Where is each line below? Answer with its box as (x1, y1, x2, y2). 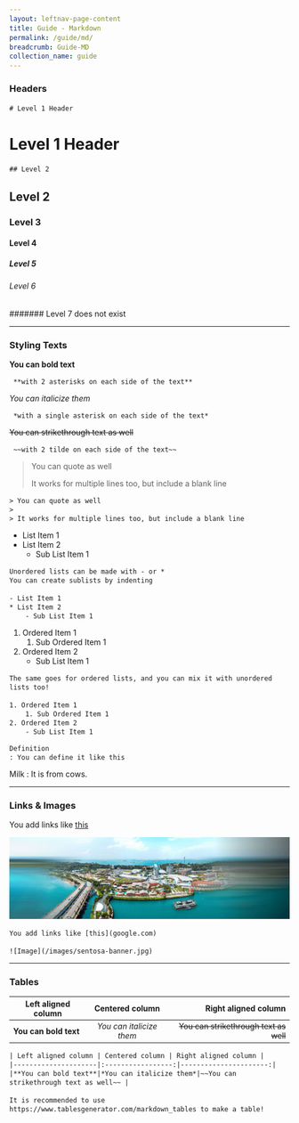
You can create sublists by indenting (9, 576, 153, 585)
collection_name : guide (9, 52, 98, 61)
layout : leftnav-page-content (9, 14, 122, 23)
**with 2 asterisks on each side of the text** (12, 378, 193, 387)
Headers (9, 83, 47, 95)
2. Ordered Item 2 (9, 719, 77, 728)
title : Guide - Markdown (9, 23, 101, 33)
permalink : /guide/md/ (9, 33, 93, 42)
